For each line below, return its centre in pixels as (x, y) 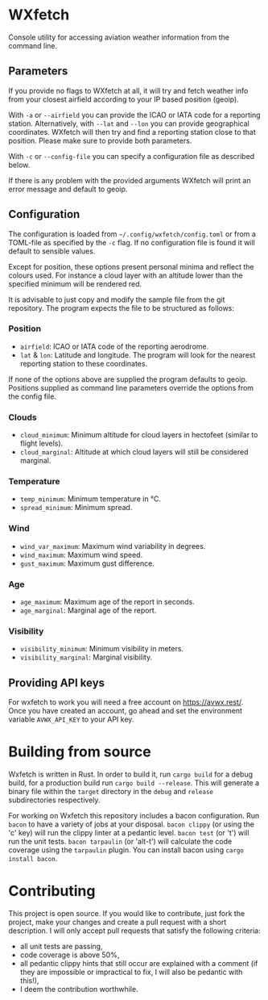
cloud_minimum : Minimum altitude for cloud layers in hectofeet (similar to (139, 435)
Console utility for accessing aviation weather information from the (119, 37)
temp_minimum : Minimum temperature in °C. (90, 499)
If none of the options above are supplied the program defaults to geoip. (128, 379)
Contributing (52, 891)
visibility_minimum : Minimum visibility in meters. (101, 649)
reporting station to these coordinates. (83, 363)
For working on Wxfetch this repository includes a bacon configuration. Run (134, 816)
